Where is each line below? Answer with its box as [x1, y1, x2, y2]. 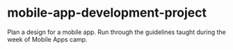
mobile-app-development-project [7, 5, 207, 21]
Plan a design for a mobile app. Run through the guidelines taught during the [7, 28, 226, 36]
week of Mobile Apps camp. [7, 35, 88, 43]
